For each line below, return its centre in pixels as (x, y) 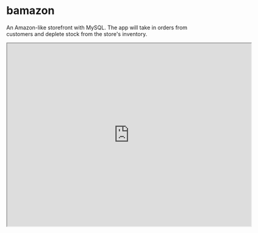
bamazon (30, 11)
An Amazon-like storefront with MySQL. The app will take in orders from (97, 27)
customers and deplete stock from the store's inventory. (77, 34)
